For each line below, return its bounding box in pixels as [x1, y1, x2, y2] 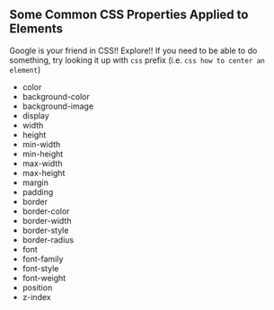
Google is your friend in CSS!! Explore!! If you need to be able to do [9, 45, 258, 56]
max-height [22, 167, 66, 178]
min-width [22, 138, 61, 149]
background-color [22, 91, 90, 102]
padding [22, 186, 54, 197]
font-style [22, 262, 59, 273]
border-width [22, 215, 72, 226]
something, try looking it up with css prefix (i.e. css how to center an [9, 54, 265, 66]
